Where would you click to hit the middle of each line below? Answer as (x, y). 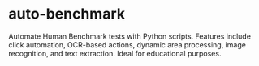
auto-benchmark (67, 14)
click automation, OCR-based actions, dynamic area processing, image (127, 44)
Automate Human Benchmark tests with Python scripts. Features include (130, 36)
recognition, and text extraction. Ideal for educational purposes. (115, 53)
